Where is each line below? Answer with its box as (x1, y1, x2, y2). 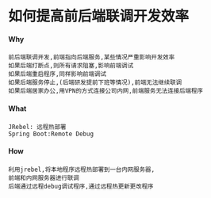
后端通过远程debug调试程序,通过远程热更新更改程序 (8, 182, 154, 190)
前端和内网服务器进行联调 (8, 173, 79, 182)
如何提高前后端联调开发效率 (8, 7, 190, 25)
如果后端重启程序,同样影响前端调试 (8, 70, 107, 78)
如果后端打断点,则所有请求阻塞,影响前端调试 (8, 62, 134, 70)
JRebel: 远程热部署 (8, 123, 67, 131)
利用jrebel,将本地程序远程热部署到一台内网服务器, (8, 166, 155, 173)
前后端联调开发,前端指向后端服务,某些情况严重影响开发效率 (8, 53, 175, 62)
